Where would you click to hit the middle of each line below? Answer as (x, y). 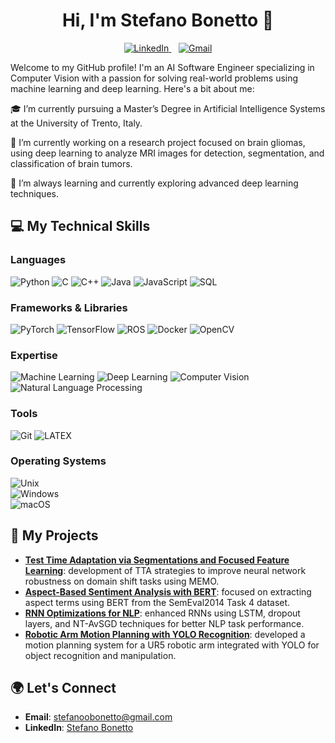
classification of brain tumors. (71, 163)
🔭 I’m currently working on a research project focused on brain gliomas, (158, 142)
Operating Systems (58, 461)
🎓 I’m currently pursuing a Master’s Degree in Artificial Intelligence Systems (168, 108)
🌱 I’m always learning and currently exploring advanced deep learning (154, 183)
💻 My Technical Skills (80, 226)
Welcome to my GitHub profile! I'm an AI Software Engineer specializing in (162, 67)
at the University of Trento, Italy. (76, 123)
